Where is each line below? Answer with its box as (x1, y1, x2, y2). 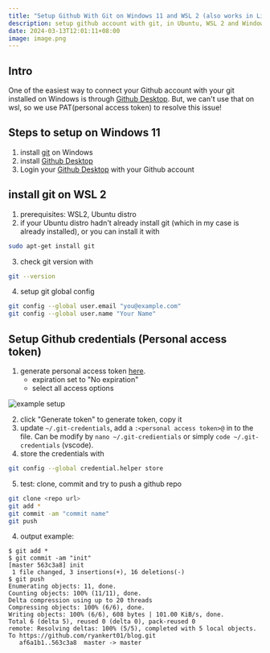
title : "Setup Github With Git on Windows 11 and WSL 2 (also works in (8, 11, 253, 20)
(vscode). (61, 440, 94, 450)
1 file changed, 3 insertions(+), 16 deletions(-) (11, 568, 185, 576)
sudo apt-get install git (8, 242, 95, 250)
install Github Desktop (19, 156, 94, 165)
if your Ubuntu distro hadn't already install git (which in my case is (19, 218, 239, 227)
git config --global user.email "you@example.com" (8, 302, 182, 310)
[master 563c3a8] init (8, 561, 84, 569)
